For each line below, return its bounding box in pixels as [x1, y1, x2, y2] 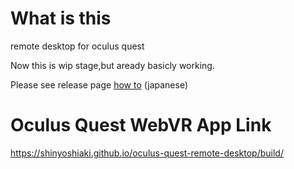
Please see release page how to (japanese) [10, 78, 188, 91]
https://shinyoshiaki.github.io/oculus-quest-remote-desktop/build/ [10, 147, 284, 159]
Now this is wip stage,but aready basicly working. [10, 59, 215, 71]
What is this [10, 7, 112, 30]
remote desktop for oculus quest [10, 40, 145, 52]
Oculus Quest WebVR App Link [10, 114, 272, 137]
